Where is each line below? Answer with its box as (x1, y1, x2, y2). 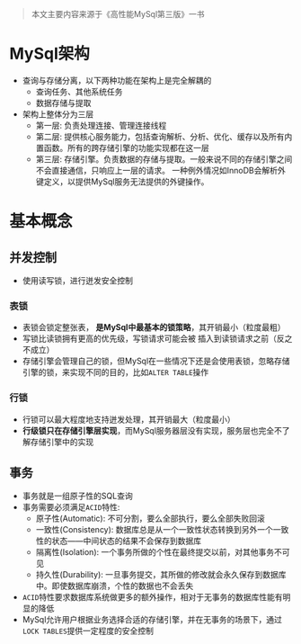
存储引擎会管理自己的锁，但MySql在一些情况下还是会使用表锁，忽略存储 (22, 355, 290, 367)
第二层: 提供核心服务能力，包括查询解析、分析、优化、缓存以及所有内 (35, 130, 293, 142)
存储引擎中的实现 (30, 436, 94, 447)
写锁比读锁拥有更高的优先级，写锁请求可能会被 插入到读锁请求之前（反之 (22, 333, 293, 344)
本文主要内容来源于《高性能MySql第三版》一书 (31, 9, 205, 19)
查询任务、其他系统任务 (35, 85, 123, 97)
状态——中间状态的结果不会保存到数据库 (51, 535, 202, 547)
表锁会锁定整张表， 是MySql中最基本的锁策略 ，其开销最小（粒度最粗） (22, 322, 286, 333)
